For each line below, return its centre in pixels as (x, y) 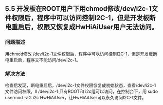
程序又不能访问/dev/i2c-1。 (53, 60)
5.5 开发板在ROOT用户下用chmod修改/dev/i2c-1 (78, 9)
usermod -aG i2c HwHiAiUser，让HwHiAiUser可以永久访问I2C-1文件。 (76, 97)
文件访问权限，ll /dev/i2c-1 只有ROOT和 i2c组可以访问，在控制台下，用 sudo (81, 91)
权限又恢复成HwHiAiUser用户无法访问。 (97, 27)
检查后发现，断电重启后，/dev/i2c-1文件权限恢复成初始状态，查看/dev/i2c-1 (81, 85)
